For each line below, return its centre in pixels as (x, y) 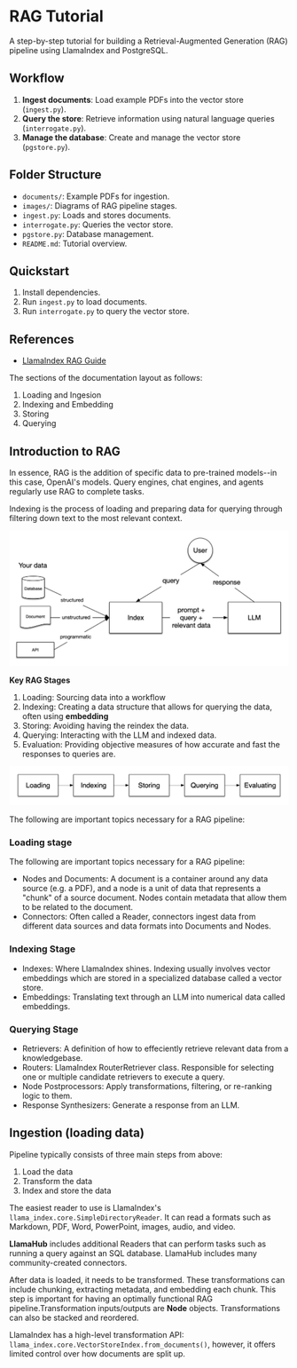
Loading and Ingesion (62, 395)
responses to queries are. (69, 754)
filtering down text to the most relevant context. (96, 518)
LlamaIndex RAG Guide (64, 360)
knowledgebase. (52, 1057)
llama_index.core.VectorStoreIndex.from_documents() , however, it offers (143, 1344)
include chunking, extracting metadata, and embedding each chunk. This (143, 1289)
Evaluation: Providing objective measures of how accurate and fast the (151, 744)
